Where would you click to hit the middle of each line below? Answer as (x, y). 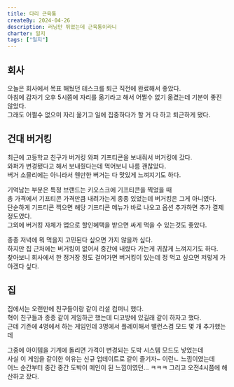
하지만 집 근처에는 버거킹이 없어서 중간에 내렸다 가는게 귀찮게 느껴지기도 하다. (113, 248)
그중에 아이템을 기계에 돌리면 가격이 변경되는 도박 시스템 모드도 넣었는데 (105, 350)
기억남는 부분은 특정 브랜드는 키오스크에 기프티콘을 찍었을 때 (90, 190)
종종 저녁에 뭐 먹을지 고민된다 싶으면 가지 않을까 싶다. (80, 240)
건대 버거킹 (30, 139)
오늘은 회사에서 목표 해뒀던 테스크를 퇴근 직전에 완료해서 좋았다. (94, 88)
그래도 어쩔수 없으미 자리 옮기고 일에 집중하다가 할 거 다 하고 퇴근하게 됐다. (109, 114)
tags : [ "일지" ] (28, 40)
